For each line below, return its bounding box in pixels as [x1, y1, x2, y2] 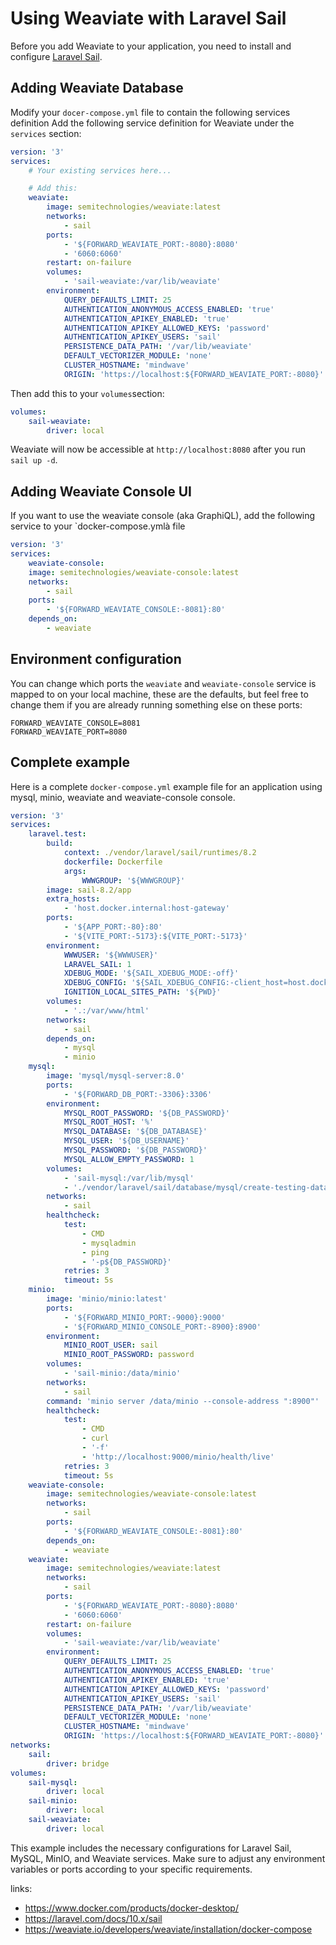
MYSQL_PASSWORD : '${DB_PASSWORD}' [63, 1145, 208, 1156]
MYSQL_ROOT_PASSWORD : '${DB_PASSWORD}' [63, 1108, 230, 1118]
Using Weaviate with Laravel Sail [10, 7, 287, 30]
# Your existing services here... [28, 165, 172, 176]
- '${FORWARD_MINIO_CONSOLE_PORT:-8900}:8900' [63, 1322, 262, 1332]
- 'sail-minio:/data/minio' [63, 1368, 182, 1379]
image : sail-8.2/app [46, 885, 132, 895]
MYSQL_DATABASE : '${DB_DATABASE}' [63, 1127, 208, 1137]
